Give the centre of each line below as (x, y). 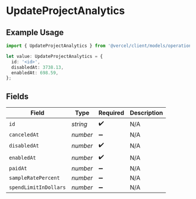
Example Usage (35, 32)
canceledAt (24, 135)
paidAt (18, 169)
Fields (17, 96)
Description (146, 113)
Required (111, 113)
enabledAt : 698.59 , (35, 73)
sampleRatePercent (34, 178)
